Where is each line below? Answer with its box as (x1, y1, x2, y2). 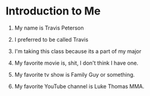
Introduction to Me (5, 4, 101, 18)
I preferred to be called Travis (14, 36, 89, 43)
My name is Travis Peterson (14, 24, 84, 31)
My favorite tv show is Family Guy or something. (14, 71, 135, 78)
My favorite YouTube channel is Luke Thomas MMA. (14, 83, 145, 90)
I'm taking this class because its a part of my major (14, 47, 142, 55)
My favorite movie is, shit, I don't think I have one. (14, 59, 139, 66)
